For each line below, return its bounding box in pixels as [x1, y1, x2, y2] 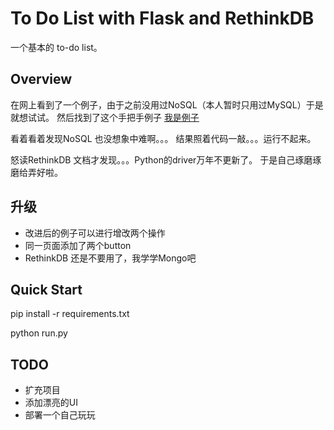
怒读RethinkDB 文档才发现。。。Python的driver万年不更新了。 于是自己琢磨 [10, 153, 313, 166]
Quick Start [10, 281, 83, 298]
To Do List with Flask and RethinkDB [10, 7, 315, 30]
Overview [10, 71, 73, 88]
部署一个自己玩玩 [24, 409, 96, 421]
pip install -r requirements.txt [10, 308, 130, 320]
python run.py [10, 327, 68, 339]
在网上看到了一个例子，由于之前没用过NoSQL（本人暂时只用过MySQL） [10, 98, 307, 111]
